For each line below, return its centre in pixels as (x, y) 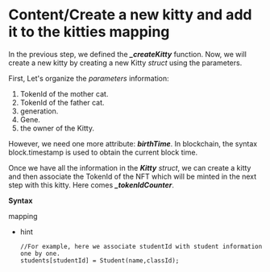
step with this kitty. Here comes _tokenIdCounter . (91, 185)
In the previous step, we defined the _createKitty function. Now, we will (128, 54)
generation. (39, 111)
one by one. (40, 253)
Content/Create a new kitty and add (130, 15)
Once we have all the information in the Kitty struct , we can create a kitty (130, 167)
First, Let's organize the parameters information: (89, 78)
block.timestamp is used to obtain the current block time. (103, 152)
